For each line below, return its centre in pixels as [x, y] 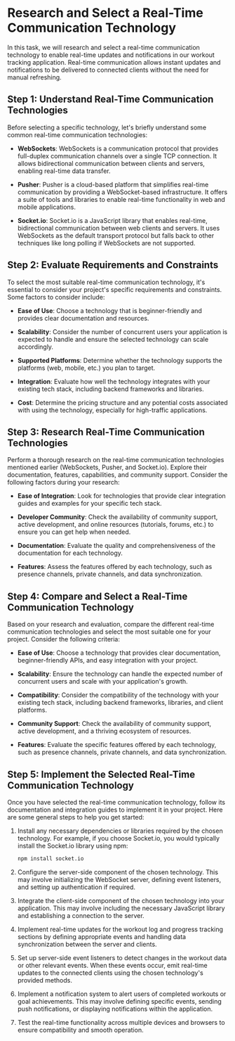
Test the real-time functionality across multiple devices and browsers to [121, 1022]
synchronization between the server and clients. [87, 944]
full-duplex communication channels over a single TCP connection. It [117, 155]
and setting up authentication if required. [76, 887]
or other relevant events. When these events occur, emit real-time [113, 965]
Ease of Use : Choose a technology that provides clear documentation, [119, 653]
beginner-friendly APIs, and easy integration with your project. [108, 660]
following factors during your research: [64, 483]
